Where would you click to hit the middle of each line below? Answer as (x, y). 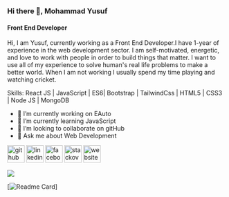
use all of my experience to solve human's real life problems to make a (108, 65)
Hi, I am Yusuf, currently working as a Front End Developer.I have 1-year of (113, 43)
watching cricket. (32, 79)
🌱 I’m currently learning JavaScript (66, 121)
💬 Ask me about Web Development (67, 136)
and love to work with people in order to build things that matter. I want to (112, 57)
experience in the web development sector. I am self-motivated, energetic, (113, 50)
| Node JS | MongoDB (38, 100)
